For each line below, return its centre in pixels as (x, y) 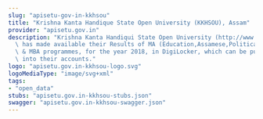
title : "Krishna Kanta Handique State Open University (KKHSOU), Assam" (129, 23)
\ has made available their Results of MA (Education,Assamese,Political (138, 45)
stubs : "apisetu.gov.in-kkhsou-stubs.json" (80, 96)
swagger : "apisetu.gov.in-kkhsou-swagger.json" (87, 103)
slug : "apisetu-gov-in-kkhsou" (59, 15)
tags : (17, 81)
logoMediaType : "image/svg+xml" (61, 74)
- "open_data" (31, 88)
